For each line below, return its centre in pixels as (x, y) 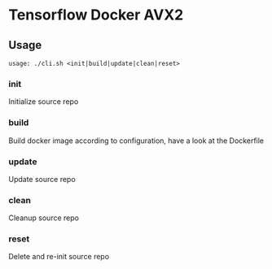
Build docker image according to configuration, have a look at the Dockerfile (136, 141)
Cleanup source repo (44, 218)
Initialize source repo (44, 102)
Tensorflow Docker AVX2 (96, 15)
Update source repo (42, 179)
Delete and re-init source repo (59, 257)
